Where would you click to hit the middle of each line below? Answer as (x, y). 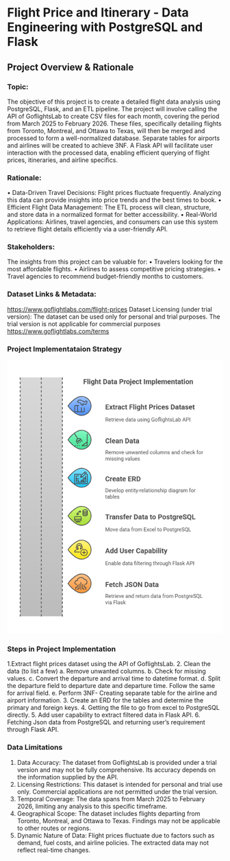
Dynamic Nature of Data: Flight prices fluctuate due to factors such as (116, 835)
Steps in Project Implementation (62, 649)
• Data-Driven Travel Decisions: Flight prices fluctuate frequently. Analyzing (114, 193)
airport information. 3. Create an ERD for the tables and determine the (105, 700)
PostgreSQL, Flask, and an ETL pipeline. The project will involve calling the (112, 108)
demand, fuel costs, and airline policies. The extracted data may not (113, 842)
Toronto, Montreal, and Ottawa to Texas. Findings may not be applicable (118, 820)
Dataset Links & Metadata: (52, 295)
